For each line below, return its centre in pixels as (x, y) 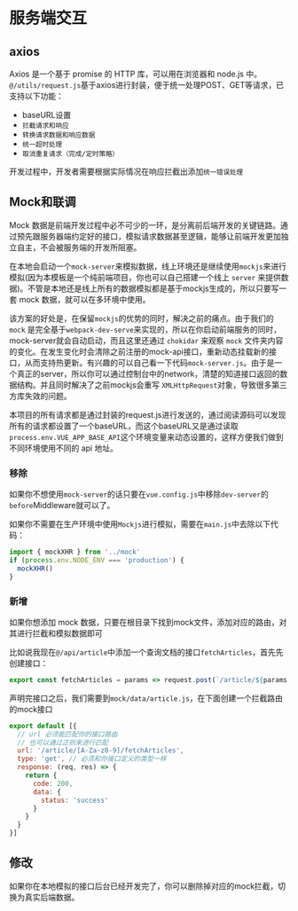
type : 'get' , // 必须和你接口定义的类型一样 (92, 759)
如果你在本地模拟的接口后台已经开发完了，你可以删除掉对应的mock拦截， (144, 886)
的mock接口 (31, 709)
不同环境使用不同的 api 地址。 (63, 448)
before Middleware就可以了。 (62, 506)
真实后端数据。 (52, 897)
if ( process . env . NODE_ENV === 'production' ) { (97, 560)
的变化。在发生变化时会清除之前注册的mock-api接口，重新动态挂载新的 (139, 351)
